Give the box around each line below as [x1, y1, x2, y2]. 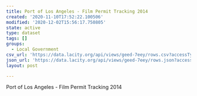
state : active [6, 24, 41, 31]
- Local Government [11, 47, 59, 52]
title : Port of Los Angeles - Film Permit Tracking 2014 [6, 8, 148, 15]
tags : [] [6, 35, 28, 41]
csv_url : [6, 52, 28, 58]
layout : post [6, 62, 38, 69]
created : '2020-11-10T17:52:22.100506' [6, 14, 104, 20]
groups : [6, 41, 25, 47]
